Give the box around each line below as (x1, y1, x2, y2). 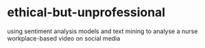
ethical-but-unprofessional (7, 5, 166, 20)
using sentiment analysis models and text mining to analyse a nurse (7, 27, 198, 35)
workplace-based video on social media (7, 34, 121, 42)
